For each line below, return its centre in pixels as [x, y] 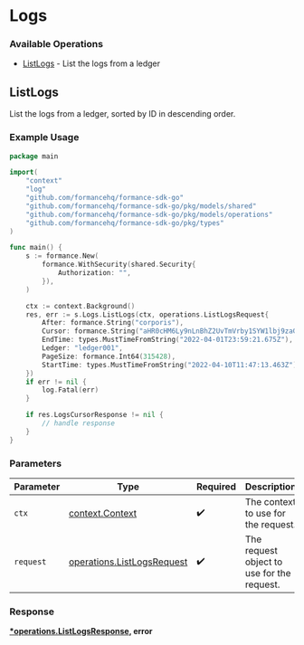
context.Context [103, 514]
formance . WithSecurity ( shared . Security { [119, 265]
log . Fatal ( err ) [71, 390]
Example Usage [44, 138]
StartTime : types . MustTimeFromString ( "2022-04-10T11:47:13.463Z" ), [171, 365]
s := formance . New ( [62, 256]
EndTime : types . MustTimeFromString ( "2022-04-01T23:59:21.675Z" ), [168, 340]
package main [34, 156]
